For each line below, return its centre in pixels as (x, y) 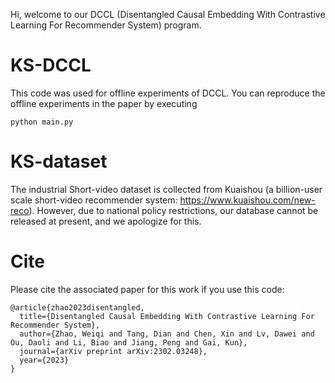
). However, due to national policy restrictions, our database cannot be (173, 210)
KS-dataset (59, 161)
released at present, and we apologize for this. (106, 221)
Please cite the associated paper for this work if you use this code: (147, 289)
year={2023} (44, 360)
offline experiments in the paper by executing (104, 103)
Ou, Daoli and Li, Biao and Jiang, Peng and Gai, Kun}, (129, 342)
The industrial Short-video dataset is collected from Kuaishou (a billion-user (166, 189)
